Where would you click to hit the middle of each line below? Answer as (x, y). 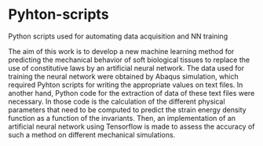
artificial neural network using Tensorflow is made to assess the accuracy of (131, 126)
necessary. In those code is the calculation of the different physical (117, 101)
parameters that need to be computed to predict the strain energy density (127, 109)
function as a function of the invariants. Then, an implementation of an (122, 118)
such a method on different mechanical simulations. (92, 134)
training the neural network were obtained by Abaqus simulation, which (124, 76)
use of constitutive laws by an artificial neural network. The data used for (126, 68)
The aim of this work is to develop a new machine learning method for (121, 51)
